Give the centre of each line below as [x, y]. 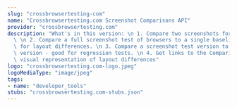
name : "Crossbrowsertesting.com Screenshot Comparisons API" [99, 20]
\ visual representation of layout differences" [86, 60]
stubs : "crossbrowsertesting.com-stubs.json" [75, 92]
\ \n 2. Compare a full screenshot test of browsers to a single [112, 40]
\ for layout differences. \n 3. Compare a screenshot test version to [121, 46]
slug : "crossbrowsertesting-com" [56, 14]
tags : [15, 79]
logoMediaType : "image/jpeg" [50, 73]
